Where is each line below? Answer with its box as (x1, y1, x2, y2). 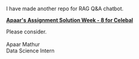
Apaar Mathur (6, 41, 40, 48)
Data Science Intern (6, 47, 55, 54)
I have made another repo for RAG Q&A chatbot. (6, 5, 124, 12)
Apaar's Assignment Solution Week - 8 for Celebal (6, 17, 134, 23)
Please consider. (6, 28, 47, 35)
